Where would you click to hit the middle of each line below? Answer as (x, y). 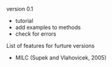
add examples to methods (48, 27)
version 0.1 (20, 9)
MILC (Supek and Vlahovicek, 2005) (61, 57)
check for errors (35, 34)
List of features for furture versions (50, 46)
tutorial (24, 21)
